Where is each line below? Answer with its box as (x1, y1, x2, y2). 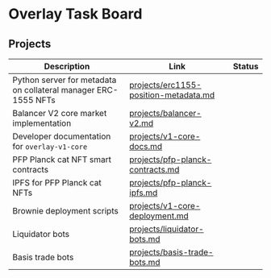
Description (44, 61, 90, 72)
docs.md (128, 141, 163, 151)
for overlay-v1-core (12, 141, 88, 151)
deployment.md (128, 210, 189, 222)
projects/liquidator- (128, 223, 204, 234)
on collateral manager (12, 85, 95, 95)
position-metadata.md (128, 89, 215, 101)
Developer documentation (12, 131, 111, 142)
